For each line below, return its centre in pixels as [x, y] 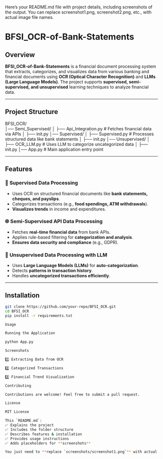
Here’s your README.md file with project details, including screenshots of [79, 7]
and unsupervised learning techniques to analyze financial [90, 87]
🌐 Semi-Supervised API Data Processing [54, 222]
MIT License [17, 412]
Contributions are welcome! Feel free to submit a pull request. [72, 395]
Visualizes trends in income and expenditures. [59, 209]
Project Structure [32, 112]
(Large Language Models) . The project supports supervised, [66, 82]
